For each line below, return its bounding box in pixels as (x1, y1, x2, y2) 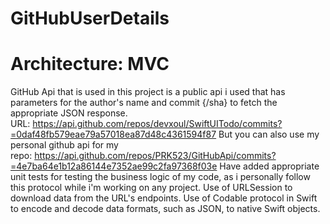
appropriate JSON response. (10, 107, 128, 119)
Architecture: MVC (10, 53, 170, 76)
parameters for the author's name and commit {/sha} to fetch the (10, 97, 278, 109)
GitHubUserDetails (10, 7, 170, 30)
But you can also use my (218, 128, 320, 141)
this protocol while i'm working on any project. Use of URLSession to (10, 182, 293, 194)
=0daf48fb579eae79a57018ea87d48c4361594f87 (10, 128, 217, 141)
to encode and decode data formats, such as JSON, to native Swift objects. (10, 203, 321, 215)
